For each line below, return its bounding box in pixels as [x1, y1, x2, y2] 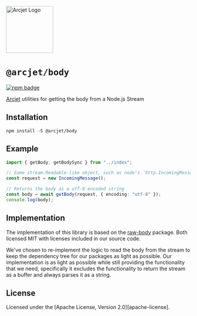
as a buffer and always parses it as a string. [6, 271, 111, 278]
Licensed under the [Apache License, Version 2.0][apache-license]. [6, 304, 170, 311]
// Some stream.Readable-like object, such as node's [6, 170, 141, 176]
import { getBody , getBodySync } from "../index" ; [6, 159, 133, 165]
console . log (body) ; [6, 196, 54, 203]
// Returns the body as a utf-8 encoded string [6, 186, 125, 192]
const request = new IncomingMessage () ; [6, 175, 107, 181]
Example [6, 144, 39, 154]
